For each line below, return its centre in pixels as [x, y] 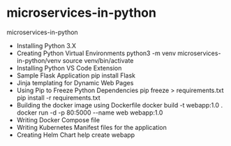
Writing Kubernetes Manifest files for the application [91, 127]
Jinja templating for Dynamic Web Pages [75, 82]
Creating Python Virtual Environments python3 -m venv [96, 53]
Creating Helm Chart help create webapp [76, 135]
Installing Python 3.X [46, 45]
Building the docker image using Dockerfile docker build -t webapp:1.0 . [120, 105]
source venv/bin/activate [98, 60]
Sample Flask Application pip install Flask [76, 75]
